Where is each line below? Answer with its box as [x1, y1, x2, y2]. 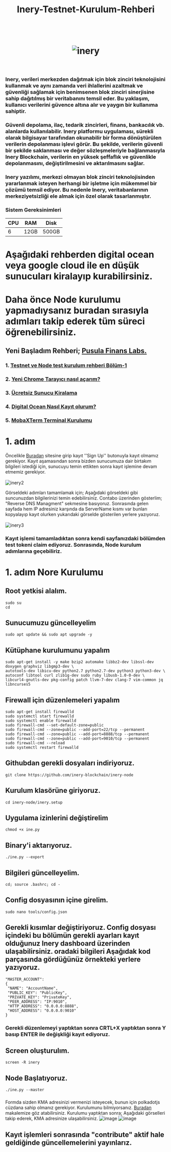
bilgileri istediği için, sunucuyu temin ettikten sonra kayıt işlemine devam [5, 463, 157, 469]
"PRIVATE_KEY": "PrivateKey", [7, 995, 72, 1000]
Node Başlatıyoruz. [5, 1074, 68, 1083]
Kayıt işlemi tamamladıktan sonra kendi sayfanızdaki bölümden [5, 535, 166, 542]
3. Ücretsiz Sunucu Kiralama [5, 389, 78, 396]
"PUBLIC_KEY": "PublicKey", [7, 990, 67, 995]
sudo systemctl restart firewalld [5, 745, 79, 750]
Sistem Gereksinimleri [5, 206, 61, 213]
